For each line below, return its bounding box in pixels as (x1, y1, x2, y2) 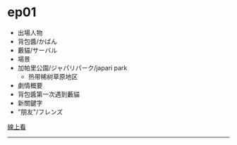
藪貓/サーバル (17, 46, 58, 54)
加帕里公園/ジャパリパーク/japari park (17, 63, 128, 72)
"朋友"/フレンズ (17, 107, 63, 116)
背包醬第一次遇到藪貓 (17, 89, 80, 99)
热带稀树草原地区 (28, 72, 78, 81)
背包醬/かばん (17, 37, 58, 46)
